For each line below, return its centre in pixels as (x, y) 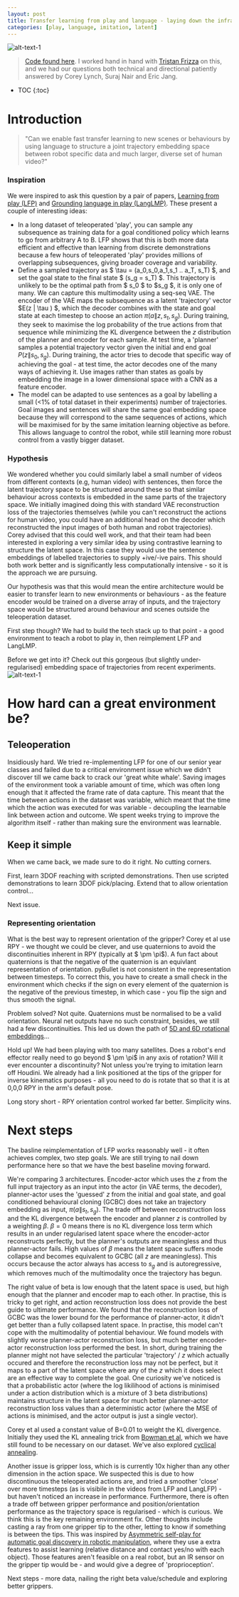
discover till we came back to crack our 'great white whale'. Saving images (117, 777)
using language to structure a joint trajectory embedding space (117, 146)
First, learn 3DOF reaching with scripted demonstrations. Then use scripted (118, 876)
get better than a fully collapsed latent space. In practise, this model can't (115, 1325)
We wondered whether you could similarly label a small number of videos (115, 474)
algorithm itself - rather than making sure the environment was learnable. (115, 822)
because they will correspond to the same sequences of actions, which (122, 417)
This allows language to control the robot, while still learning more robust (124, 433)
